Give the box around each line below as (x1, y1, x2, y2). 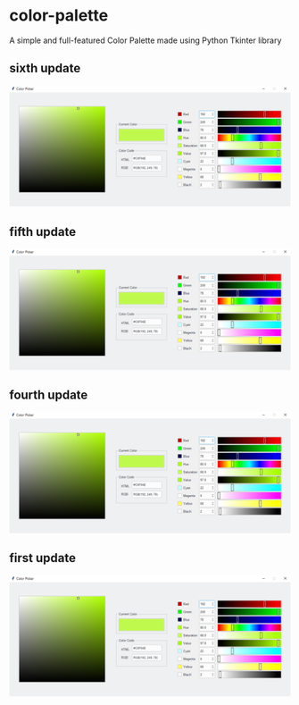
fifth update (9, 224, 77, 239)
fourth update (9, 388, 88, 403)
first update (9, 550, 76, 566)
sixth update (9, 61, 81, 76)
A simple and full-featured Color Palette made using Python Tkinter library (9, 35, 282, 46)
